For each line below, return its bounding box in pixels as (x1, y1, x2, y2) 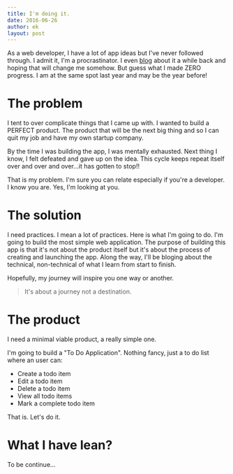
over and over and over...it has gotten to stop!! (7, 162, 140, 171)
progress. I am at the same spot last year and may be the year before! (7, 71, 208, 80)
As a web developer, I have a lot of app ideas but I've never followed (7, 49, 204, 57)
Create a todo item (17, 370, 71, 378)
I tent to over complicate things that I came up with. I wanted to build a (7, 119, 209, 127)
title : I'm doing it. (7, 10, 70, 17)
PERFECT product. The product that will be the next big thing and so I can (7, 127, 220, 135)
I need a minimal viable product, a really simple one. (7, 335, 157, 343)
